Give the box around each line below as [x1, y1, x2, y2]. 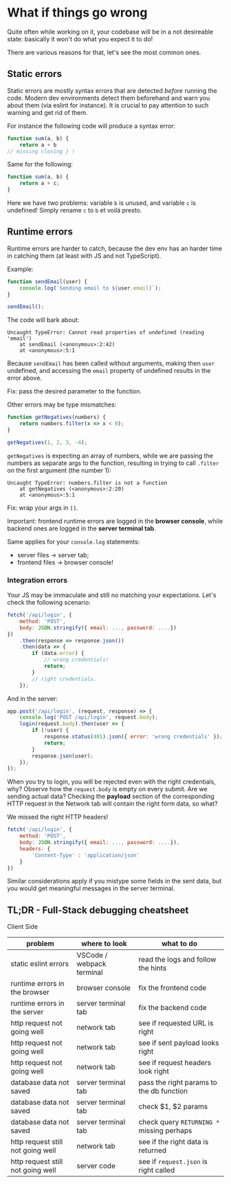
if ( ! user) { [32, 727, 69, 734]
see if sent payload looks [138, 1038, 219, 1048]
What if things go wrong [7, 5, 148, 21]
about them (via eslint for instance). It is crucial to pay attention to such [7, 101, 209, 109]
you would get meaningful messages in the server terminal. [7, 884, 175, 892]
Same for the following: [7, 160, 74, 169]
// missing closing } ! [7, 148, 76, 155]
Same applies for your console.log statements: [7, 537, 140, 546]
